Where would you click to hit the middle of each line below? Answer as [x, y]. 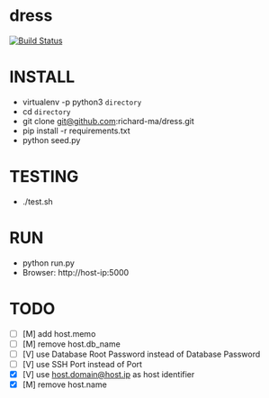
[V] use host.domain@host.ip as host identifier [108, 374]
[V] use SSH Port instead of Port [82, 364]
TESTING [44, 177]
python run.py [48, 263]
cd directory [46, 111]
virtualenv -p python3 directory [82, 102]
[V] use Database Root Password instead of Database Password [141, 354]
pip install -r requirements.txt [76, 131]
